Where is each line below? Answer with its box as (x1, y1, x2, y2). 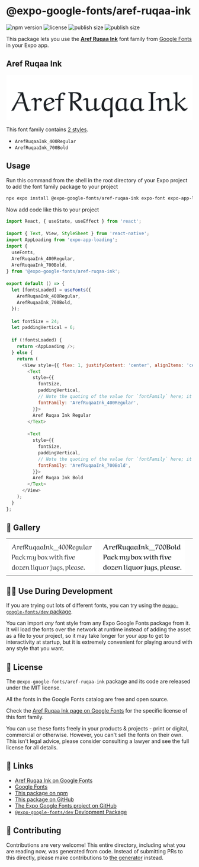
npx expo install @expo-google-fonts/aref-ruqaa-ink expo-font (6, 195, 166, 201)
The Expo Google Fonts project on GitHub (14, 802, 117, 809)
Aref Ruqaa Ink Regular (32, 412, 92, 418)
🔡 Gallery (6, 523, 41, 533)
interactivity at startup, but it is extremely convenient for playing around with (6, 638, 192, 645)
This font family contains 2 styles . (6, 126, 89, 133)
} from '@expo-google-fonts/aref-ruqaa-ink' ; (6, 268, 120, 274)
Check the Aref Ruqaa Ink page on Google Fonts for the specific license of (6, 707, 188, 714)
